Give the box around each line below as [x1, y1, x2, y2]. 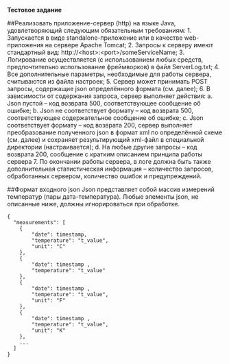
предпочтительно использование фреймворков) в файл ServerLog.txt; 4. [7, 63, 220, 71]
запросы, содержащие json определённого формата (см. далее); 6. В [7, 85, 210, 93]
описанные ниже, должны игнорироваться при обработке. [7, 200, 180, 208]
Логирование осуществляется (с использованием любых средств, [7, 56, 204, 64]
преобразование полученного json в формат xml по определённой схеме [7, 128, 223, 136]
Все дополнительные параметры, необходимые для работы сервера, [7, 70, 212, 78]
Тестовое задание [7, 6, 62, 14]
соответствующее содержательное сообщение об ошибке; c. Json [7, 114, 204, 122]
